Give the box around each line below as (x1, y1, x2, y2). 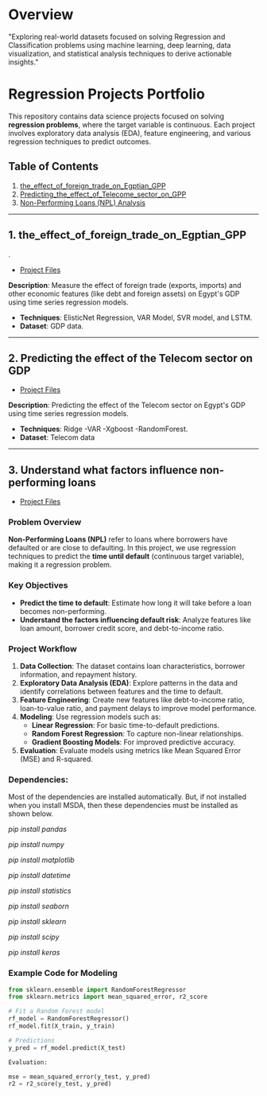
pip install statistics (8, 886, 72, 896)
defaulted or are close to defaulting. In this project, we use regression (8, 543, 236, 553)
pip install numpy (8, 840, 65, 849)
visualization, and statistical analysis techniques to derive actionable (8, 49, 232, 58)
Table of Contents (8, 160, 99, 173)
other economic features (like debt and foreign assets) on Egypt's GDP (8, 289, 240, 298)
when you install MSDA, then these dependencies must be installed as (8, 801, 238, 810)
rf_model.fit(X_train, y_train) (8, 1022, 115, 1031)
